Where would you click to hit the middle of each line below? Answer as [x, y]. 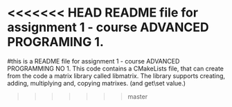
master [137, 96]
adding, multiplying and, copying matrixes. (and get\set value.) [96, 83]
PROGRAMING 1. [55, 42]
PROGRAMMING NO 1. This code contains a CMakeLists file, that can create [115, 68]
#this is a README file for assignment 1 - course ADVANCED [93, 61]
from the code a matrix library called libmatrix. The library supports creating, [116, 76]
